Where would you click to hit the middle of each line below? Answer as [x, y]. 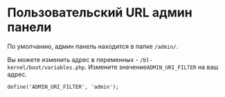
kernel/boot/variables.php [46, 67]
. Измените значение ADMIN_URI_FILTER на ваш [152, 67]
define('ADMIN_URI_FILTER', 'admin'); [63, 87]
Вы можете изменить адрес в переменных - [73, 59]
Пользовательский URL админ [100, 13]
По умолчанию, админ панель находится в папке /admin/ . [93, 46]
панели [29, 27]
